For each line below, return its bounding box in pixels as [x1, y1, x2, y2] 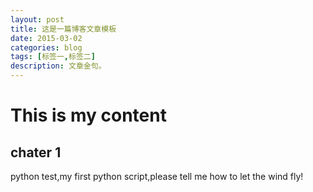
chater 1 [10, 144, 62, 161]
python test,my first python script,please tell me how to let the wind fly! [10, 171, 304, 182]
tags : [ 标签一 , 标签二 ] [10, 52, 96, 62]
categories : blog [10, 42, 83, 53]
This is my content [10, 104, 167, 127]
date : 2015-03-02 [10, 33, 83, 43]
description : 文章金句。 [10, 61, 107, 71]
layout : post [10, 14, 65, 25]
